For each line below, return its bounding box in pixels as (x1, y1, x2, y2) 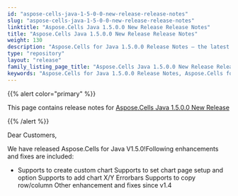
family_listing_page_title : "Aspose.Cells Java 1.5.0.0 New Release (7, 63, 214, 70)
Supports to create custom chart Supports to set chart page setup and (17, 165, 224, 174)
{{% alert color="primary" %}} (7, 89, 96, 98)
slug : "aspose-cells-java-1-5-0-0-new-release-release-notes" (7, 17, 195, 24)
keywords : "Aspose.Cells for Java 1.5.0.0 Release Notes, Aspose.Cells (7, 70, 223, 77)
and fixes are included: (7, 152, 74, 160)
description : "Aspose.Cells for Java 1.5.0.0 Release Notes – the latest (7, 43, 230, 50)
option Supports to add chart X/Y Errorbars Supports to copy (17, 173, 196, 182)
